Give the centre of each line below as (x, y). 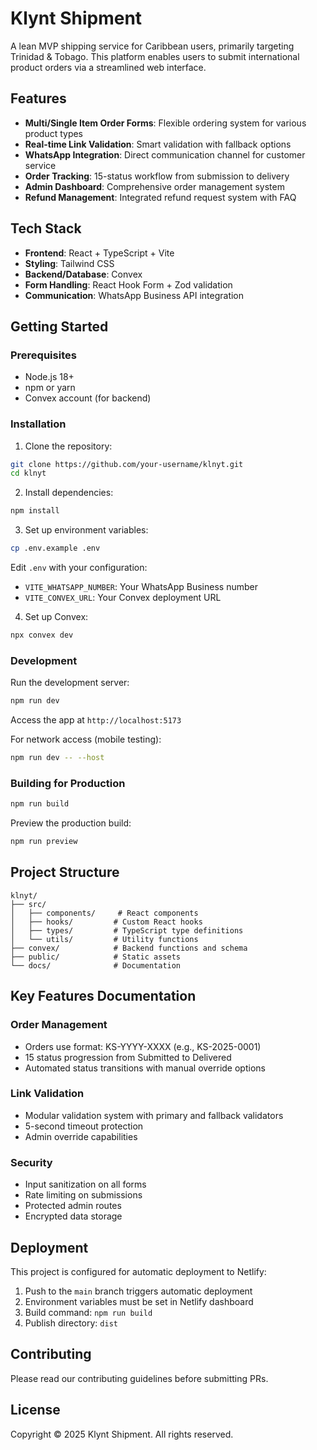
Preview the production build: (71, 823)
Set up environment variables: (86, 530)
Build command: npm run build (88, 1312)
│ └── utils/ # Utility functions (104, 939)
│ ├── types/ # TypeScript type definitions (127, 930)
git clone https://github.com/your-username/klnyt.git (127, 464)
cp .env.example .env (55, 548)
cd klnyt (28, 473)
